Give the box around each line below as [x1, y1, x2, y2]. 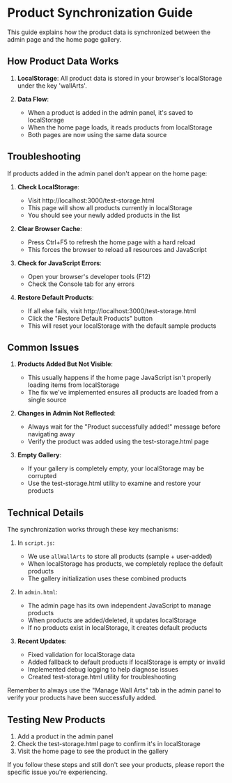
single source [27, 395, 67, 404]
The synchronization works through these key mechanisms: [7, 525, 179, 534]
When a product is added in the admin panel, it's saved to [27, 108, 194, 116]
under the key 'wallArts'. [17, 81, 87, 90]
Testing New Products [7, 713, 106, 725]
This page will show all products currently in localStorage [27, 203, 193, 212]
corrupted [27, 472, 57, 480]
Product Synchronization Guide [7, 5, 193, 21]
